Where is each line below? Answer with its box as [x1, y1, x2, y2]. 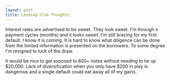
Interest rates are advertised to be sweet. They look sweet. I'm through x [5, 26, 158, 32]
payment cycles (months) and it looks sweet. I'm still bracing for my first [5, 32, 157, 38]
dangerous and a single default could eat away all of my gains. [5, 68, 137, 74]
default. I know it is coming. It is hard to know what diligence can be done [5, 37, 160, 43]
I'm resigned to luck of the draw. [5, 48, 74, 54]
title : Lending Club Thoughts [5, 12, 70, 17]
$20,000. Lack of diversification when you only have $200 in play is [5, 63, 148, 69]
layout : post [5, 7, 33, 13]
